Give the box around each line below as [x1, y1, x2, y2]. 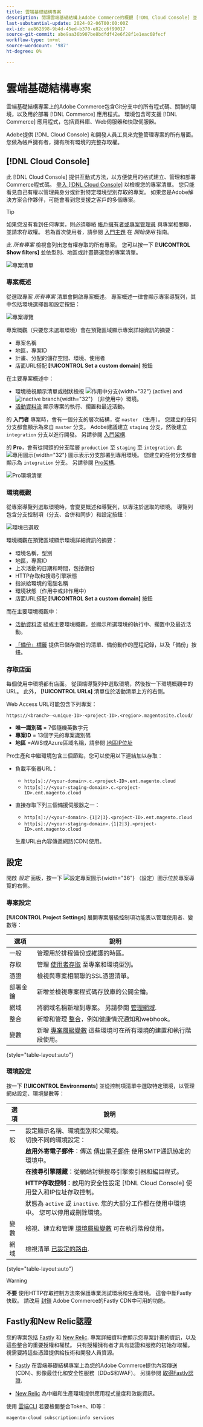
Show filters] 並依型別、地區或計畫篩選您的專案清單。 [6, 248, 142, 256]
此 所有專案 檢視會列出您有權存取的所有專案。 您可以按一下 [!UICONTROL [6, 241, 190, 248]
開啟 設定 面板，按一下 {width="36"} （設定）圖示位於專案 [6, 874, 189, 882]
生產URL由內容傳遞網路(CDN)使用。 [14, 837, 105, 845]
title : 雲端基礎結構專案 [6, 8, 62, 15]
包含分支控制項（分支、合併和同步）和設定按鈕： [6, 511, 128, 518]
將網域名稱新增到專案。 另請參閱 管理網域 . [36, 1003, 157, 1012]
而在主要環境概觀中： [6, 608, 59, 615]
